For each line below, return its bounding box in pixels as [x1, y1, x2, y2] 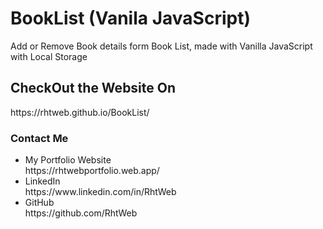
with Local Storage [10, 50, 88, 62]
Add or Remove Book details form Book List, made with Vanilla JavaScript [10, 40, 313, 52]
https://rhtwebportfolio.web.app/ [24, 165, 160, 177]
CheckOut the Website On [10, 80, 177, 97]
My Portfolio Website [24, 154, 112, 166]
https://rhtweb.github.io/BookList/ [10, 106, 150, 118]
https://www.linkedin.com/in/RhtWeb [24, 186, 177, 198]
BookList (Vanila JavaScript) [10, 7, 251, 30]
